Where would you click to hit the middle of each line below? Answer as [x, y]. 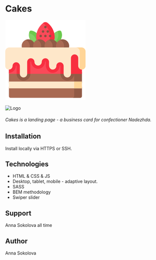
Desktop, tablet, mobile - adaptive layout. [55, 181]
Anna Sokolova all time [29, 225]
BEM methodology [32, 192]
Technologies [27, 164]
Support [18, 213]
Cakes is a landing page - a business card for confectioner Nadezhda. [79, 119]
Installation [23, 137]
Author [16, 241]
